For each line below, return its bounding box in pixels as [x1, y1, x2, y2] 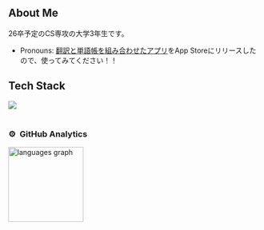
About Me [8, 6, 58, 20]
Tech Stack [8, 79, 66, 93]
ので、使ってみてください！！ [19, 55, 118, 65]
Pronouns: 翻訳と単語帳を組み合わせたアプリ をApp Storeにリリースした [19, 46, 257, 55]
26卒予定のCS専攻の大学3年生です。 [8, 28, 129, 38]
